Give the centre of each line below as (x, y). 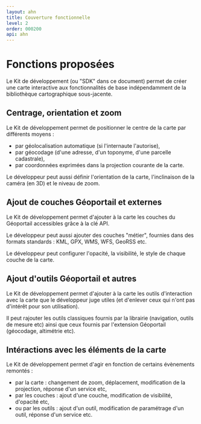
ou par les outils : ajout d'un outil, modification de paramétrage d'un (99, 408)
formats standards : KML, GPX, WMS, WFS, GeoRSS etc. (76, 241)
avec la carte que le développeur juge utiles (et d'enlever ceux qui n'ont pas (101, 300)
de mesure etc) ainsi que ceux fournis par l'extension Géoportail (86, 324)
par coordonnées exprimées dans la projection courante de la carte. (100, 165)
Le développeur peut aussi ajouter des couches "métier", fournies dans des (100, 235)
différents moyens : (30, 134)
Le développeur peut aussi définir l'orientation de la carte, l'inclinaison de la (101, 177)
